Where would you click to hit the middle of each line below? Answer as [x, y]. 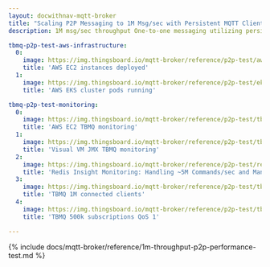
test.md [21, 255]
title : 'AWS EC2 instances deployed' [86, 68]
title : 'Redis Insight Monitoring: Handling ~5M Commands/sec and [136, 172]
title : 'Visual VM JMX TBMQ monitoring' [91, 150]
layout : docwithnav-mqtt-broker [62, 16]
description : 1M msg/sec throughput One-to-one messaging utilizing [125, 31]
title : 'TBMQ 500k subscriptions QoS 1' [91, 217]
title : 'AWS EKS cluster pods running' [90, 90]
